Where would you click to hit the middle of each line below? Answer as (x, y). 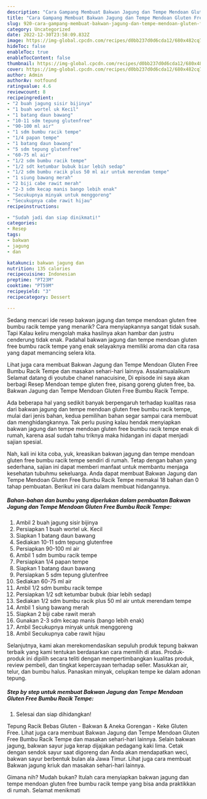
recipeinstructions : (33, 207)
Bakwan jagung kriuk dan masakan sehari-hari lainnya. (76, 765)
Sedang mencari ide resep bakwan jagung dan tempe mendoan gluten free (102, 320)
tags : (14, 235)
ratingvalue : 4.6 (29, 87)
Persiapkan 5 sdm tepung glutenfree (62, 575)
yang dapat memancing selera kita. (51, 352)
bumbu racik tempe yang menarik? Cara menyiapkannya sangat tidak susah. (103, 326)
